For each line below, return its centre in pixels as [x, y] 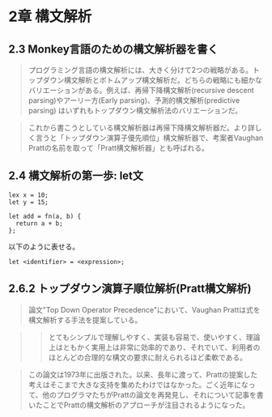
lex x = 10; [28, 195]
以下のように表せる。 [44, 246]
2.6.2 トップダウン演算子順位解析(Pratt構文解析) [130, 289]
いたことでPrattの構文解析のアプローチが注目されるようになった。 [139, 405]
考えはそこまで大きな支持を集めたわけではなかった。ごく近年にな [138, 385]
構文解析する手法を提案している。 [85, 320]
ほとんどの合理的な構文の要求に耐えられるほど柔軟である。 [148, 357]
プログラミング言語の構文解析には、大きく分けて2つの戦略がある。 [140, 70]
